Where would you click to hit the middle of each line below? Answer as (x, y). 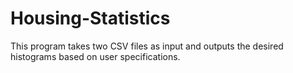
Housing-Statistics (90, 18)
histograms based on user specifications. (95, 56)
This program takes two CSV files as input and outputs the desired (147, 46)
